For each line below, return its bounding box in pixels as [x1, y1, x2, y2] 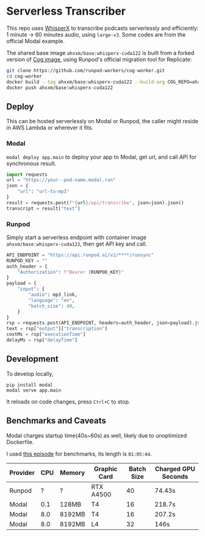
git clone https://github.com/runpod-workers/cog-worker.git [6, 67, 165, 74]
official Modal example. [6, 37, 65, 45]
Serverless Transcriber [6, 4, 126, 18]
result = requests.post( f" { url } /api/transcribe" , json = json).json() [6, 199, 184, 205]
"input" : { [17, 286, 45, 292]
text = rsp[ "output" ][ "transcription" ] [6, 326, 108, 332]
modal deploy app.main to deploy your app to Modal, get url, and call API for [6, 153, 197, 160]
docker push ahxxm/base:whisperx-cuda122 [6, 84, 113, 91]
